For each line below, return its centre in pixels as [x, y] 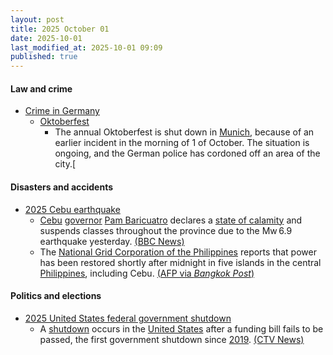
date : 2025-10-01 [46, 38]
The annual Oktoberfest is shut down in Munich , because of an [184, 132]
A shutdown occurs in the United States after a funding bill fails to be [181, 328]
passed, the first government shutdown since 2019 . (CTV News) [172, 339]
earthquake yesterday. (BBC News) [112, 241]
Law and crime [41, 88]
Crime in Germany [62, 111]
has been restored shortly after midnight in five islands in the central [180, 262]
